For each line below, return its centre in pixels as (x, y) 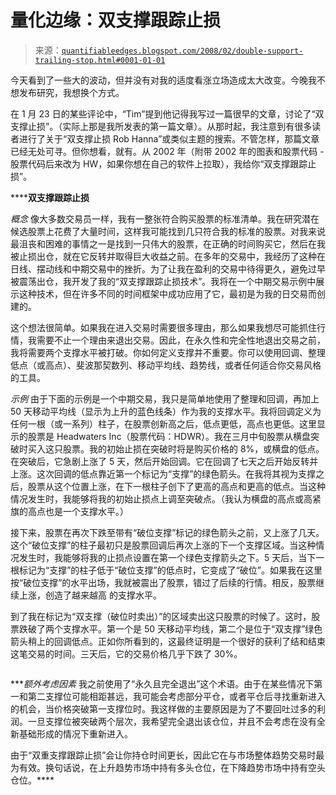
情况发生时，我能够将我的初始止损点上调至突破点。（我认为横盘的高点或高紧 (166, 498)
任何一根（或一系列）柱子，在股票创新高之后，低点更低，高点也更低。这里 (163, 423)
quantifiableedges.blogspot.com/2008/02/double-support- (182, 51)
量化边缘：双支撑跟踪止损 (116, 20)
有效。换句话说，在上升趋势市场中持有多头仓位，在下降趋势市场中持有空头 (172, 767)
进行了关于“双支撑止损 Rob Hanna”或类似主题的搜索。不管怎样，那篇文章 (169, 138)
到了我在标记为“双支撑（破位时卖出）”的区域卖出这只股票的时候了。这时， (161, 616)
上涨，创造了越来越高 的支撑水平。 (90, 595)
